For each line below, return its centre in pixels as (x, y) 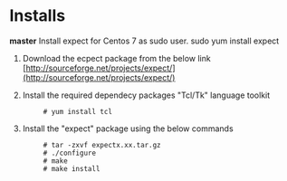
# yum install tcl (78, 111)
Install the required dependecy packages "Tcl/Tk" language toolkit (146, 95)
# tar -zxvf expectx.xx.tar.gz (102, 145)
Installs (38, 16)
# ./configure (70, 153)
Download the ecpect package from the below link (116, 58)
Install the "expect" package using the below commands (128, 129)
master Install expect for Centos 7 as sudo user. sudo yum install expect (144, 41)
